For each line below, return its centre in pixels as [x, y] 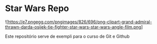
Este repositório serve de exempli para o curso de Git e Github [67, 36]
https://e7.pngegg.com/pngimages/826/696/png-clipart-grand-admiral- [80, 22]
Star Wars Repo [37, 8]
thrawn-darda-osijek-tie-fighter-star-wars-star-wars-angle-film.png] [74, 27]
